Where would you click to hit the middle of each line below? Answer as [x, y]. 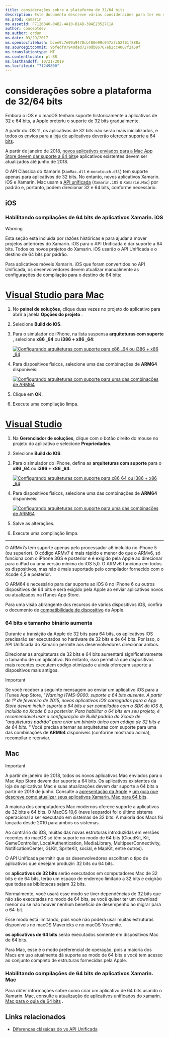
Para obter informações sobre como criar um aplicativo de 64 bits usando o [84, 991]
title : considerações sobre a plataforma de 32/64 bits [65, 10]
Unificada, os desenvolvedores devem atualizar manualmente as [72, 269]
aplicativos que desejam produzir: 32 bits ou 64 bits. [60, 863]
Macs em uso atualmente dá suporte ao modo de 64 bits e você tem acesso [84, 955]
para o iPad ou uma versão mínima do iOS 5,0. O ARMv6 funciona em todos [83, 563]
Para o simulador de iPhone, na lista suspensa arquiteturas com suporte [88, 334]
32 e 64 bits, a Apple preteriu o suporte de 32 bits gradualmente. [72, 121]
